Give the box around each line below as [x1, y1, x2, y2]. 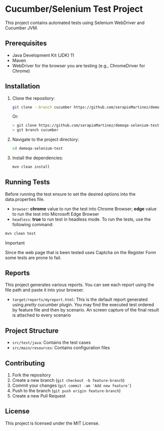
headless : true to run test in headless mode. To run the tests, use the [12, 216, 151, 222]
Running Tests [5, 178, 50, 186]
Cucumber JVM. [5, 25, 38, 30]
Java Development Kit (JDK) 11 [12, 52, 74, 58]
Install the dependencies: [12, 155, 64, 161]
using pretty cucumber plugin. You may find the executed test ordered [12, 302, 154, 308]
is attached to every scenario [12, 312, 71, 318]
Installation [5, 82, 40, 90]
